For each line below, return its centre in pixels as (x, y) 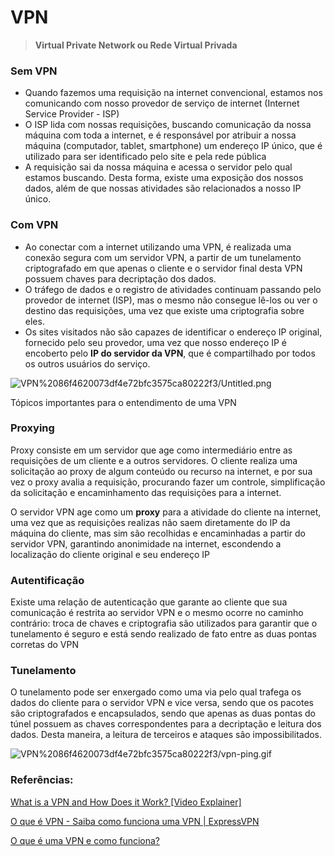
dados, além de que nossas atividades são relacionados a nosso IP (163, 188)
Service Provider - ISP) (72, 114)
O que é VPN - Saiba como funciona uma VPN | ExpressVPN (135, 821)
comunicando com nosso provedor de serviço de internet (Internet (162, 103)
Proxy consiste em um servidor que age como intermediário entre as (151, 450)
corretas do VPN (44, 645)
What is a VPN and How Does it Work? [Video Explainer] (126, 802)
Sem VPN (34, 71)
